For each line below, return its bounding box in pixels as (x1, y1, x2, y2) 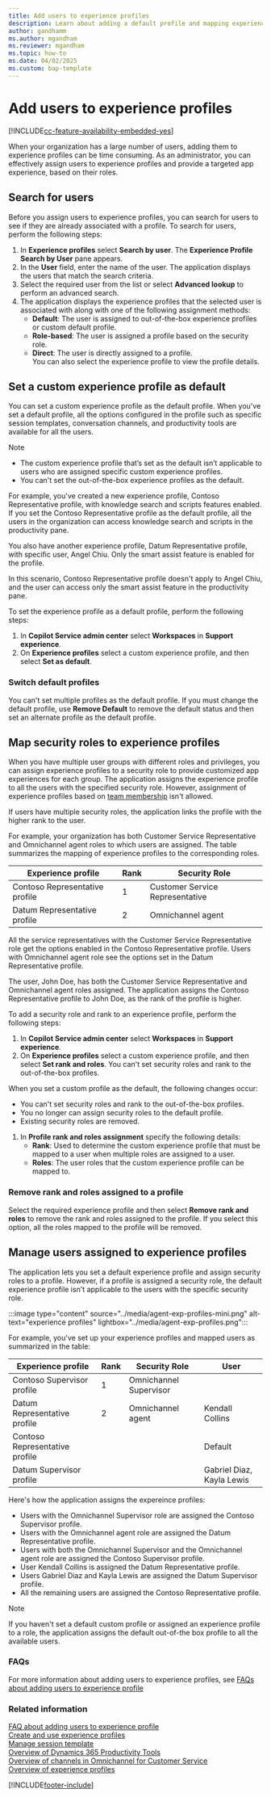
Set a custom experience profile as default (8, 380, 226, 393)
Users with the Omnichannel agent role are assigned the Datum (19, 1527, 231, 1537)
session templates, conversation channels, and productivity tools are (8, 418, 237, 428)
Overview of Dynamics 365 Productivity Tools (8, 1748, 161, 1757)
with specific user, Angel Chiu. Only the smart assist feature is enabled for (8, 550, 255, 560)
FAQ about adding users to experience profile (8, 1722, 160, 1732)
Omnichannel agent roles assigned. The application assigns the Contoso (8, 985, 249, 995)
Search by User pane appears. (19, 254, 123, 263)
